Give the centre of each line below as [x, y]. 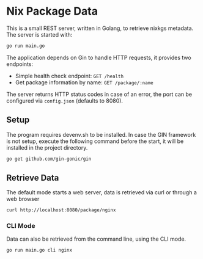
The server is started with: [39, 34]
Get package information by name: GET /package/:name [84, 82]
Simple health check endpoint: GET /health [69, 76]
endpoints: [20, 64]
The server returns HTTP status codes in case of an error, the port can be [99, 94]
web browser [23, 199]
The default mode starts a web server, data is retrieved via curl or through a [102, 192]
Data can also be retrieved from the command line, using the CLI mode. [96, 239]
